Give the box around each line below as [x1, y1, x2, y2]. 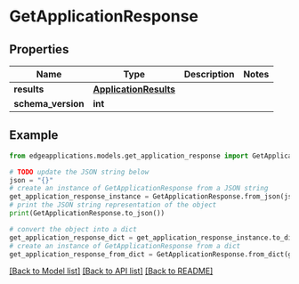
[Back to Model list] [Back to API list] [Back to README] [9, 265, 214, 277]
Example [9, 127, 59, 143]
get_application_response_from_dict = [9, 249, 153, 259]
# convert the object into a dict [9, 224, 138, 233]
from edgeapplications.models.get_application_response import [9, 151, 249, 160]
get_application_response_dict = [9, 233, 133, 242]
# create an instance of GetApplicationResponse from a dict [9, 241, 241, 250]
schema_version [13, 98, 85, 110]
